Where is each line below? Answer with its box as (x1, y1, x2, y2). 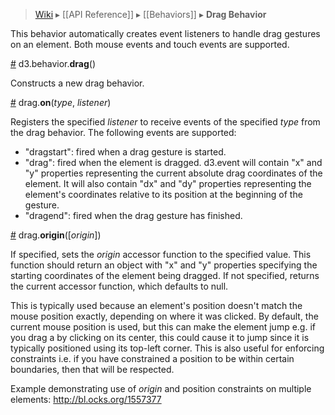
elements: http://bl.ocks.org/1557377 (10, 394, 162, 405)
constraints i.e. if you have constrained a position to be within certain (10, 353, 295, 364)
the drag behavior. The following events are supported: (10, 127, 237, 138)
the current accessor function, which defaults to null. (10, 280, 229, 292)
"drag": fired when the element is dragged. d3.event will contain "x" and (24, 157, 323, 168)
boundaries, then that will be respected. (10, 364, 175, 375)
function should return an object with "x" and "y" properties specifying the (10, 259, 318, 271)
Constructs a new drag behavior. (10, 77, 145, 89)
